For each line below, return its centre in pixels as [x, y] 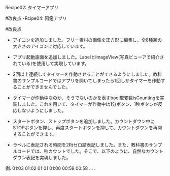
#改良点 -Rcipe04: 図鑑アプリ [36, 18]
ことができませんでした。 [44, 87]
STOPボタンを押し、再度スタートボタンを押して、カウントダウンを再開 [87, 128]
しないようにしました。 [42, 110]
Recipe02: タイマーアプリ [32, 7]
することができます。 [35, 134]
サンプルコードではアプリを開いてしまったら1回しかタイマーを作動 [91, 81]
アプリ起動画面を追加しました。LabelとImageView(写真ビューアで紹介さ [88, 57]
